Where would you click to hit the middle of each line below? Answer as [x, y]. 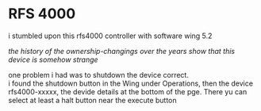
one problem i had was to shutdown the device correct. [98, 75]
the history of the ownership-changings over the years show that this [122, 51]
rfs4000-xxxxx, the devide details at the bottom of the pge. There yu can [128, 91]
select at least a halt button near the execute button [92, 100]
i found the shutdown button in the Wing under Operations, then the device [131, 83]
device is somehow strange [53, 59]
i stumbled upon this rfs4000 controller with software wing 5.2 [110, 36]
